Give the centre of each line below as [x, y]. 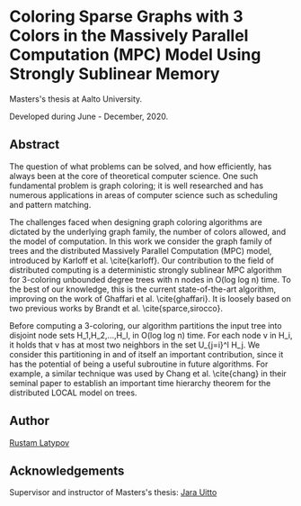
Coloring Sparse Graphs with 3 [126, 17]
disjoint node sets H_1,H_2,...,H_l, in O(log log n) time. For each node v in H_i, [151, 335]
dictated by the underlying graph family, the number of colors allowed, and [148, 231]
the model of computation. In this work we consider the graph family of [141, 241]
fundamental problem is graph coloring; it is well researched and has [136, 185]
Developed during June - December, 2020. [89, 116]
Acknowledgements [67, 470]
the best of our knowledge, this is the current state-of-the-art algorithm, [143, 289]
